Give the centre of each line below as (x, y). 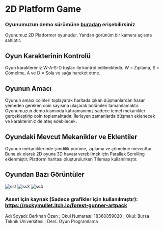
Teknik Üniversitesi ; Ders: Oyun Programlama (52, 221)
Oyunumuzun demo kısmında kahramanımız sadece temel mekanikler (75, 111)
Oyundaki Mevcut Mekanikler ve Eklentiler (71, 137)
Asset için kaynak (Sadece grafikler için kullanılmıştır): (72, 199)
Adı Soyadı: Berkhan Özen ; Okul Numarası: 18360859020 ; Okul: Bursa (77, 216)
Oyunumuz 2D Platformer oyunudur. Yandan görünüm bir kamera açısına (79, 35)
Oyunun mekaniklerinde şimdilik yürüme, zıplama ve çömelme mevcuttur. (79, 148)
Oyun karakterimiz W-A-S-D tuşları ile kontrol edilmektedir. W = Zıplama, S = (82, 68)
